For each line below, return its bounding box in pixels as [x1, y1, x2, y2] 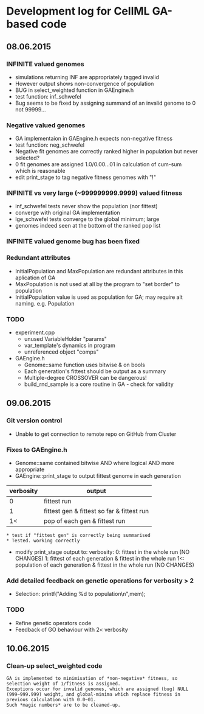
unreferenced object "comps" [24, 348, 99, 355]
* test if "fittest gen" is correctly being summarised [6, 532, 151, 538]
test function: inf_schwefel [15, 93, 82, 100]
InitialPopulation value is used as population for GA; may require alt [15, 293, 183, 301]
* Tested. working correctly [6, 537, 80, 544]
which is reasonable [15, 167, 66, 175]
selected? [15, 154, 40, 162]
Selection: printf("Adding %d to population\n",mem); [15, 590, 146, 598]
